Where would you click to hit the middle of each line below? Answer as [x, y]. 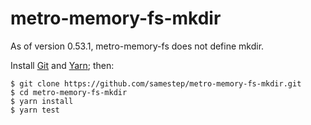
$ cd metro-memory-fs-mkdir [69, 92]
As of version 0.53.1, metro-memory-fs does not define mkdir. [137, 46]
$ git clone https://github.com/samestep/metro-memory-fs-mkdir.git [156, 83]
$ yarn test [35, 110]
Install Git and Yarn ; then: [62, 65]
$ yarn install [42, 101]
